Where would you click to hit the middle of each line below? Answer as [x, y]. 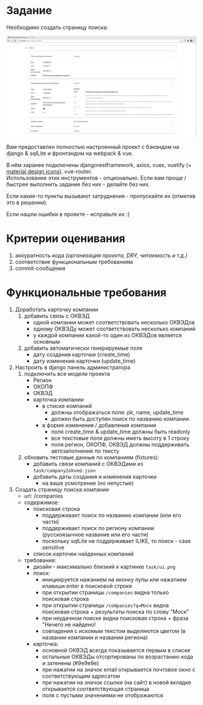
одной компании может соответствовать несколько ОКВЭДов [114, 323]
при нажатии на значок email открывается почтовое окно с [119, 670]
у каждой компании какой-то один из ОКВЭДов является [108, 335]
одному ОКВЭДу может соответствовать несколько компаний [114, 329]
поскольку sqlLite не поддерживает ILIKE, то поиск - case [117, 541]
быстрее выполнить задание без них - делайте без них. [78, 185]
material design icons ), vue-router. [49, 172]
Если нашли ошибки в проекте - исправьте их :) [68, 214]
